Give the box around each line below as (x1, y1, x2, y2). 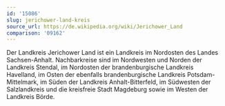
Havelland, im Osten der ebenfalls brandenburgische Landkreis (6, 71, 186, 79)
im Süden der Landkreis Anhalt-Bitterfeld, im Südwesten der (39, 78, 211, 87)
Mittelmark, (6, 78, 39, 87)
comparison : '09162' (6, 29, 66, 37)
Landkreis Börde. (6, 93, 55, 101)
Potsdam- (186, 71, 215, 79)
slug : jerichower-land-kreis (6, 17, 90, 24)
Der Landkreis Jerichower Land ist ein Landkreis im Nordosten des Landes (6, 48, 219, 57)
